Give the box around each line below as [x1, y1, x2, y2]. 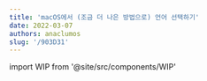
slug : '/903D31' [9, 37, 69, 47]
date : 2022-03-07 [9, 21, 73, 30]
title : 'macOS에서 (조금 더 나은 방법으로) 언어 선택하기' [9, 12, 200, 22]
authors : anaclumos [9, 29, 81, 38]
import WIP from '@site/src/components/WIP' [9, 62, 177, 72]
